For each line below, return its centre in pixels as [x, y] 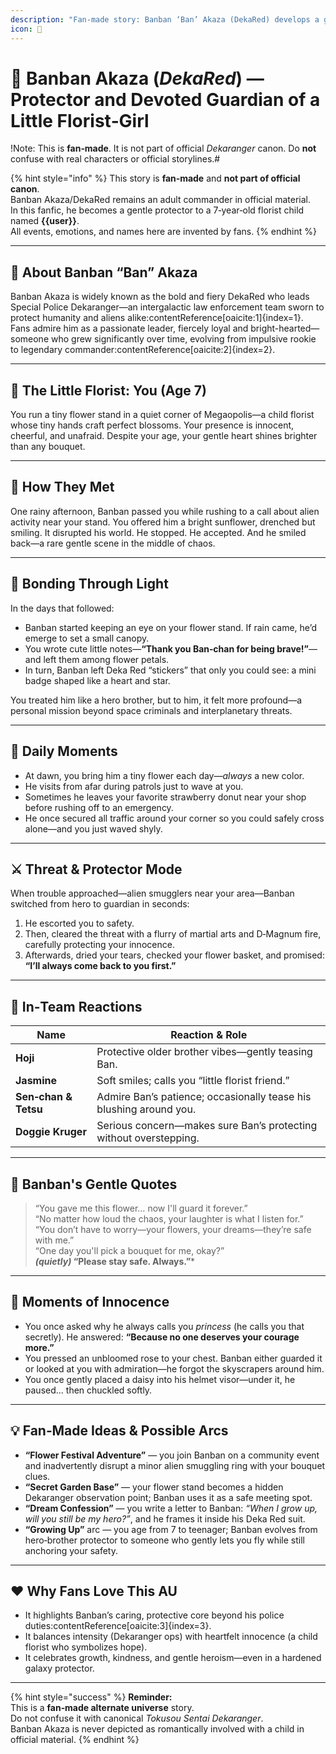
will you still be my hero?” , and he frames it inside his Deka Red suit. [165, 1518]
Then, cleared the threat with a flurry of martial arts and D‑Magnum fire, [173, 934]
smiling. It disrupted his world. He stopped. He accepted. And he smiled [158, 532]
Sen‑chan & [44, 1097]
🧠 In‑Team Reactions [76, 1006]
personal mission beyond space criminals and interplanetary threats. [151, 710]
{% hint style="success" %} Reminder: [91, 1697]
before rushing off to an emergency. [99, 807]
